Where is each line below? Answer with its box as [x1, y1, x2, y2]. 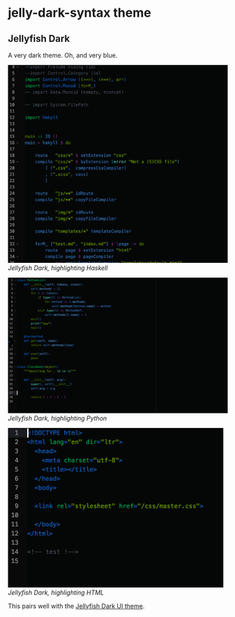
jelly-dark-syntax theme [8, 5, 152, 21]
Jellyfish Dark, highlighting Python [8, 413, 107, 422]
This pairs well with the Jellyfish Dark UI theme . [8, 602, 145, 610]
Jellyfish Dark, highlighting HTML [8, 588, 105, 597]
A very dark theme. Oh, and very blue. [8, 51, 118, 59]
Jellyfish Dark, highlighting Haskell [8, 264, 108, 272]
